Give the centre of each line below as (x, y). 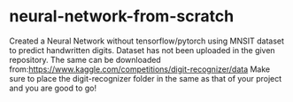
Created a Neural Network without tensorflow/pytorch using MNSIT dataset (147, 41)
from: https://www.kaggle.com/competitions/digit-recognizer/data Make (140, 69)
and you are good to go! (53, 88)
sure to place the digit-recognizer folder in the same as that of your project (146, 78)
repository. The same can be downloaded (85, 59)
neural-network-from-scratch (122, 16)
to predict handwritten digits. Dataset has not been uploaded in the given (143, 50)
